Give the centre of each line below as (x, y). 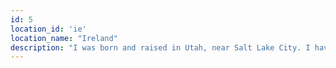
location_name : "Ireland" (64, 38)
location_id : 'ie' (48, 29)
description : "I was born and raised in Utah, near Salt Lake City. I (160, 47)
